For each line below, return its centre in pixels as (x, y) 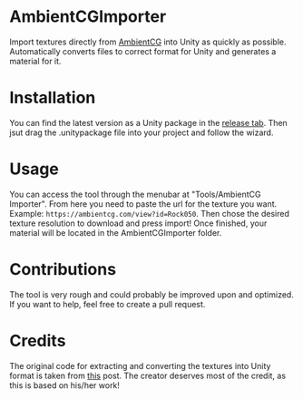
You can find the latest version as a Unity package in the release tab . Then (148, 122)
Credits (38, 341)
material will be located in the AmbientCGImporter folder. (116, 232)
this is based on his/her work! (65, 385)
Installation (53, 98)
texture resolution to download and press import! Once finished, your (138, 223)
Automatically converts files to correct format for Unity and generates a (143, 51)
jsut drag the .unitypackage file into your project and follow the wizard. (142, 132)
